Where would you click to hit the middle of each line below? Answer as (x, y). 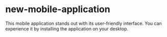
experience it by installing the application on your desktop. (67, 28)
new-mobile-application (58, 9)
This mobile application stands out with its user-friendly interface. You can (83, 23)
